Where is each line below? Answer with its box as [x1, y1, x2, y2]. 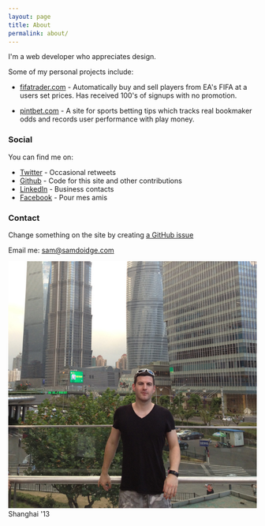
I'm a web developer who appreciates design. [8, 52, 156, 62]
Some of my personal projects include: [8, 67, 134, 76]
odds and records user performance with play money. [19, 114, 195, 124]
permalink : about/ [8, 29, 69, 37]
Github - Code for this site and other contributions [19, 176, 183, 185]
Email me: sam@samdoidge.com [8, 245, 114, 255]
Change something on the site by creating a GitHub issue [8, 229, 194, 240]
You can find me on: [8, 152, 73, 162]
